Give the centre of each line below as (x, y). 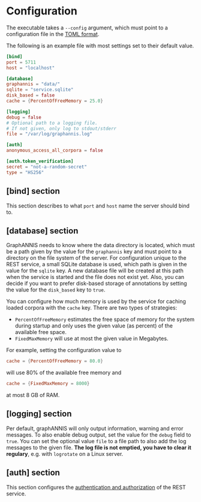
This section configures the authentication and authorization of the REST (96, 487)
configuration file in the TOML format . (53, 34)
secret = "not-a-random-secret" (46, 167)
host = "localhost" (31, 68)
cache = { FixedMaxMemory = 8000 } (48, 384)
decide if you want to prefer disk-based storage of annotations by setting (97, 284)
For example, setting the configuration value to (64, 350)
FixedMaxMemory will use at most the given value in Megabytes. (91, 339)
